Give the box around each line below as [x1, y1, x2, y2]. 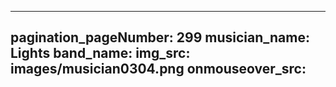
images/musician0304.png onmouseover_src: [10, 61, 307, 78]
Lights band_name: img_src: [10, 45, 191, 62]
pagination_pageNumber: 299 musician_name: [10, 29, 310, 46]
